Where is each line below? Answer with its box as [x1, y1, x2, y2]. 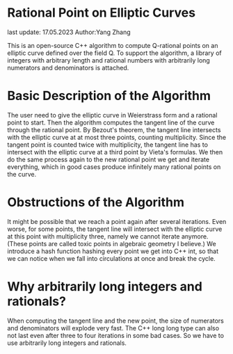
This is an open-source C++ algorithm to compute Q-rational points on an [7, 41, 218, 49]
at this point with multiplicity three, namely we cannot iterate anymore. [7, 232, 209, 241]
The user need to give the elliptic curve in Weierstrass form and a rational [7, 111, 218, 119]
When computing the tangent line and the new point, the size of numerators [7, 316, 224, 325]
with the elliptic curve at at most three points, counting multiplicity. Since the [7, 133, 227, 141]
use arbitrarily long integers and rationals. [7, 339, 127, 347]
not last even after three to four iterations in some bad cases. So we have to [7, 331, 225, 339]
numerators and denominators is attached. [7, 63, 129, 72]
